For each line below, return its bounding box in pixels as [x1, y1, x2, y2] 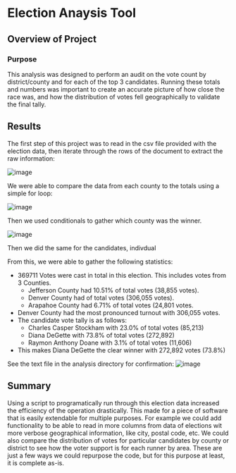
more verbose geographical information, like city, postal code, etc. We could [7, 429, 229, 437]
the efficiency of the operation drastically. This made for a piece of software [7, 406, 228, 414]
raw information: [7, 154, 55, 163]
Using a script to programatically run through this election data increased [7, 398, 220, 407]
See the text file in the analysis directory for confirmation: [7, 360, 175, 368]
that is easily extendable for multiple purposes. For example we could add [7, 414, 222, 422]
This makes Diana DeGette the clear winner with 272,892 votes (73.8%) [17, 345, 226, 354]
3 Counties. [17, 278, 51, 287]
